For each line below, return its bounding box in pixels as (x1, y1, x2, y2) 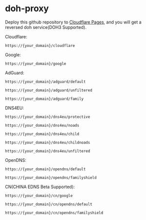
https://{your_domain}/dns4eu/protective (5, 114, 91, 119)
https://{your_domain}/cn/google (5, 193, 73, 198)
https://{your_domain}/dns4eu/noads (5, 123, 79, 128)
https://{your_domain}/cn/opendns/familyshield (5, 210, 104, 215)
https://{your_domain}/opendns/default (5, 167, 86, 172)
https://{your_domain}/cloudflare (5, 43, 75, 48)
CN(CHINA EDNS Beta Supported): (5, 184, 75, 190)
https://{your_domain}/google (5, 61, 67, 66)
